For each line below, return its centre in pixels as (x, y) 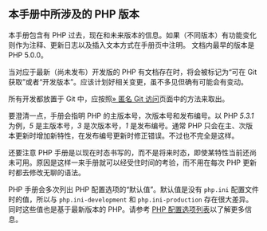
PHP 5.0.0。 (28, 55)
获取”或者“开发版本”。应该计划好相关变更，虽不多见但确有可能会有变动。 (128, 81)
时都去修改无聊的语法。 (47, 172)
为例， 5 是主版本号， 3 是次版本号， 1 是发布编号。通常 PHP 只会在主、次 (127, 125)
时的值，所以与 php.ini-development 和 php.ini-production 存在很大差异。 (131, 199)
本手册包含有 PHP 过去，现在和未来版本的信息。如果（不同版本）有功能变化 (133, 35)
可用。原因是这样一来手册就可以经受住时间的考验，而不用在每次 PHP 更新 (136, 162)
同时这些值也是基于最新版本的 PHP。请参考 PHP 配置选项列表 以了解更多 (127, 209)
